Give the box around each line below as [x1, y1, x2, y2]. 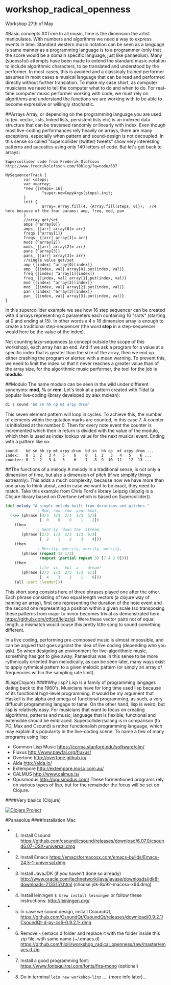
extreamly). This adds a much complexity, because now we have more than [5, 477, 164, 483]
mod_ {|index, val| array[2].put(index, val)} [23, 284, 125, 290]
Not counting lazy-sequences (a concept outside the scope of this [5, 338, 145, 345]
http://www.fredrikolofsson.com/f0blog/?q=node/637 [5, 163, 117, 168]
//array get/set [23, 217, 58, 222]
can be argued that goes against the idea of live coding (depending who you [5, 642, 166, 648]
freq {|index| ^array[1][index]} [23, 271, 95, 276]
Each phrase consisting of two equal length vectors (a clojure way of [5, 594, 150, 600]
